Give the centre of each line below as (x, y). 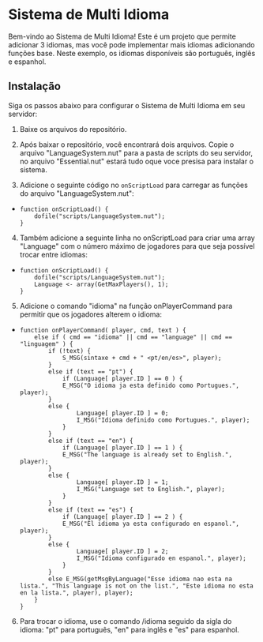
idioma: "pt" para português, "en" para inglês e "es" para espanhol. (129, 629)
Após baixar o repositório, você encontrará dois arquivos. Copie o (127, 145)
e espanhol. (27, 62)
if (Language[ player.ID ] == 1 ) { (122, 448)
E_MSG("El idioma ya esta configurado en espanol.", (150, 524)
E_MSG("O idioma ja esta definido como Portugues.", (150, 385)
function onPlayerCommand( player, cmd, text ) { (103, 330)
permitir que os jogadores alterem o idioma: (90, 314)
